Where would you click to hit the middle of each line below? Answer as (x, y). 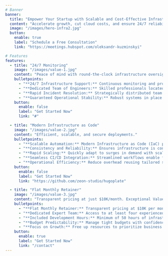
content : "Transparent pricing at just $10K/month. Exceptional (82, 199)
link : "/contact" (36, 246)
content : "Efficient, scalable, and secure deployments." (76, 134)
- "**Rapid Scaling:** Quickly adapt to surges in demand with (86, 153)
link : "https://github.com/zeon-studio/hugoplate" (72, 181)
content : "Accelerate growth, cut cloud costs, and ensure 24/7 (78, 24)
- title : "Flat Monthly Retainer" (45, 190)
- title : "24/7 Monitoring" (39, 65)
